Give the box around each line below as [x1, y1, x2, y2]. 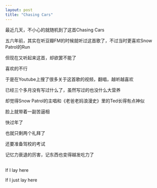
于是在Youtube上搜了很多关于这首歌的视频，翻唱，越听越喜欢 [5, 76, 134, 82]
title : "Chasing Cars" [5, 12, 53, 17]
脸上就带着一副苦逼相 [5, 108, 50, 115]
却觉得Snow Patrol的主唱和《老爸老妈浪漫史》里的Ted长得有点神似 [5, 97, 145, 104]
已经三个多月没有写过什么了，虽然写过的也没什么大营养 [5, 87, 121, 93]
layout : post [5, 7, 33, 13]
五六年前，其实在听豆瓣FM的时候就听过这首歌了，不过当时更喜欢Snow [5, 37, 152, 44]
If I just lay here [5, 177, 37, 183]
